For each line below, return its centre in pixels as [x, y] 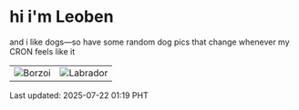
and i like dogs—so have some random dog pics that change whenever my [149, 42]
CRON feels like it [42, 51]
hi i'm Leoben [62, 17]
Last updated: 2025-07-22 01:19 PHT [79, 95]
